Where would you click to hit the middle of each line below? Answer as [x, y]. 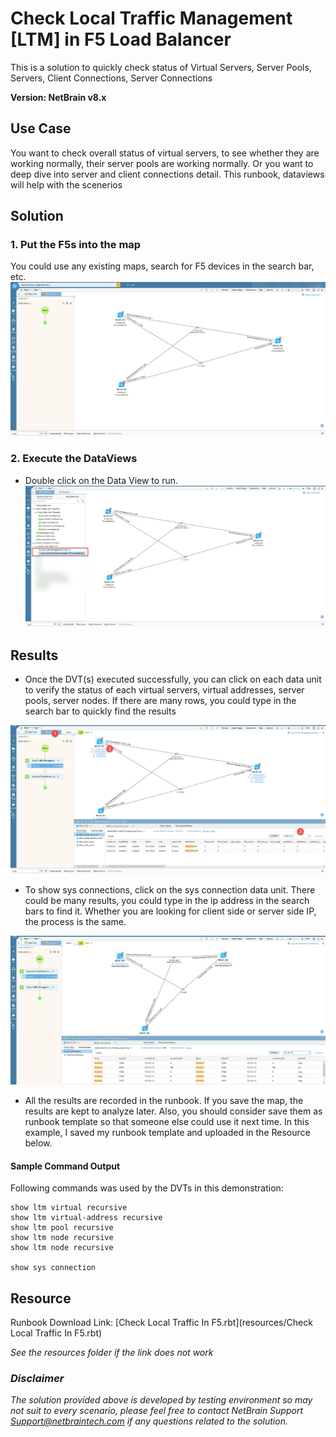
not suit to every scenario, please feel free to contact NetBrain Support [157, 1411]
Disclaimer [37, 1379]
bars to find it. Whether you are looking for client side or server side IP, [170, 911]
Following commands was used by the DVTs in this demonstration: [147, 1188]
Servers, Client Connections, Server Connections [111, 78]
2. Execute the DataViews [74, 459]
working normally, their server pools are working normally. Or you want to [162, 163]
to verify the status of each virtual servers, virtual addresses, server [164, 690]
